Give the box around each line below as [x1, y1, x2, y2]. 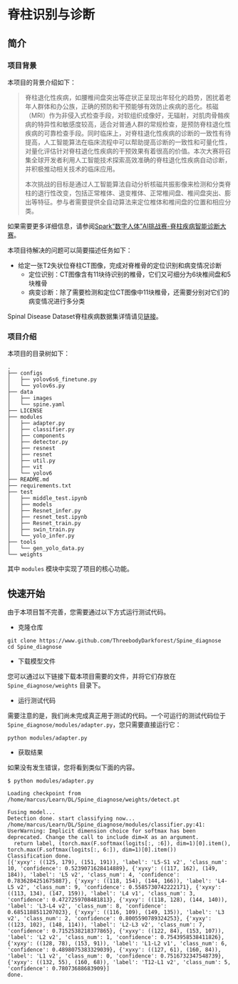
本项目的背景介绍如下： [7, 78, 76, 86]
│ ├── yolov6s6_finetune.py [7, 376, 98, 383]
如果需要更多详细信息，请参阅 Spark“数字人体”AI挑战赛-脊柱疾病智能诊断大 [7, 222, 227, 230]
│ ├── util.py [7, 457, 56, 464]
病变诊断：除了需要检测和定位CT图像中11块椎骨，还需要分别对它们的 [28, 287, 230, 297]
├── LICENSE [7, 407, 43, 414]
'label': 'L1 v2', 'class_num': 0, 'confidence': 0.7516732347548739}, [7, 952, 224, 960]
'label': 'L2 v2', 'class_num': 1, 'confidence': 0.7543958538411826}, [7, 933, 224, 940]
